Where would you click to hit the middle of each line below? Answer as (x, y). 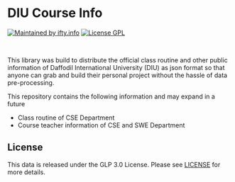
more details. (27, 172)
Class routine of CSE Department (66, 118)
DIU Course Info (55, 13)
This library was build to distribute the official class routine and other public (118, 60)
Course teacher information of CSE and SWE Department (101, 125)
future (16, 103)
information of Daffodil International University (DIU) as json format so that (116, 67)
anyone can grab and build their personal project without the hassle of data (117, 75)
